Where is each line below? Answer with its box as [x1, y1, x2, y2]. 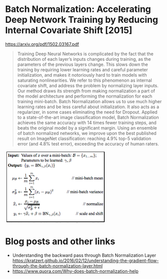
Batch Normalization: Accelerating [5, 3, 151, 15]
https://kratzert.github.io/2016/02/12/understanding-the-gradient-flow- [12, 258, 159, 264]
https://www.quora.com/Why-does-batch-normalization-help [12, 268, 139, 274]
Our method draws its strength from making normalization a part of [17, 88, 156, 94]
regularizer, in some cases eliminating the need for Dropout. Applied [17, 109, 158, 115]
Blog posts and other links [5, 236, 116, 247]
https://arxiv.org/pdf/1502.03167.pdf [5, 41, 79, 47]
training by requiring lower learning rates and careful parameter [17, 66, 148, 73]
